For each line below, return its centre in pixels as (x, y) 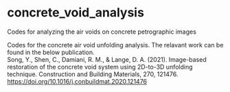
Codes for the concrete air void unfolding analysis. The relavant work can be (115, 45)
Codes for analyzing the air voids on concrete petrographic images (102, 32)
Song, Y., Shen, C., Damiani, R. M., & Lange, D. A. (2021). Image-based (107, 59)
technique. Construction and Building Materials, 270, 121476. (93, 74)
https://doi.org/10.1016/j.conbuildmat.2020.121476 (77, 81)
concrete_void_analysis (76, 13)
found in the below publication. (51, 52)
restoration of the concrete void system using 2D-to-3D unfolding (100, 67)
